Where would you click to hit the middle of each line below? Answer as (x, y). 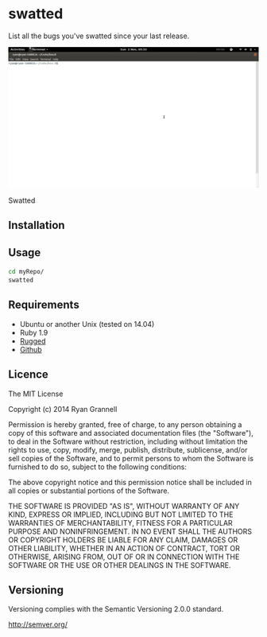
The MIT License (36, 394)
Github (31, 349)
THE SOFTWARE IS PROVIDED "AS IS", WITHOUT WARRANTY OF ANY (124, 506)
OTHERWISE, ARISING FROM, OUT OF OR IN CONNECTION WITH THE (124, 557)
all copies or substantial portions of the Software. (89, 491)
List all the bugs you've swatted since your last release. (99, 36)
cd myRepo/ (26, 272)
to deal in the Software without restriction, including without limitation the (128, 441)
